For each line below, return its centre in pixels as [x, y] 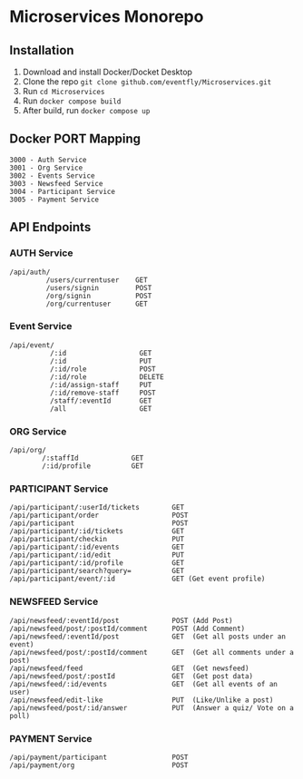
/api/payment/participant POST [99, 757]
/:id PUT [101, 361]
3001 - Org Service [46, 168]
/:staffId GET [93, 458]
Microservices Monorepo [107, 17]
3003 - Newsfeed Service [56, 183]
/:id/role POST [103, 369]
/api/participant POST [99, 523]
